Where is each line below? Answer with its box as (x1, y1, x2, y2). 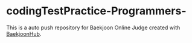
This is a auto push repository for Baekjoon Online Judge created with (6, 24, 181, 31)
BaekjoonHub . (6, 30, 42, 37)
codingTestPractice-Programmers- (6, 4, 187, 18)
